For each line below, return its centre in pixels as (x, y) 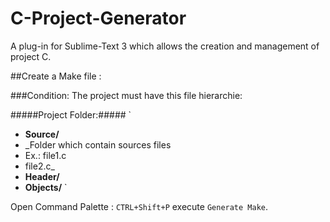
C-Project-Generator (98, 18)
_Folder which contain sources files (98, 144)
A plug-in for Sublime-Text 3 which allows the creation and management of (165, 46)
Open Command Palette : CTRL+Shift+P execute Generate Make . (139, 206)
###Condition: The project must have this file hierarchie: (126, 95)
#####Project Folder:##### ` (71, 114)
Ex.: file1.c (45, 155)
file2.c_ (39, 166)
